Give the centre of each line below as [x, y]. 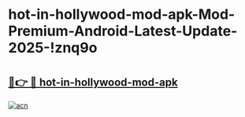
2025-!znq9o [53, 48]
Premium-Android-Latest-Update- [123, 31]
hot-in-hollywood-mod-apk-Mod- [122, 15]
